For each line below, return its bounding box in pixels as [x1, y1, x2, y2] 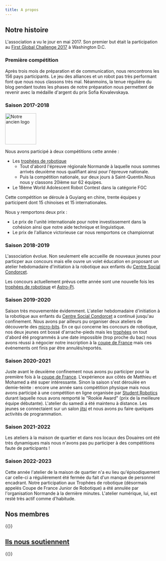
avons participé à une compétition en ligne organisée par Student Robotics [5, 390, 158, 396]
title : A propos [5, 7, 39, 12]
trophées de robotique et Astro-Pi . [5, 284, 75, 290]
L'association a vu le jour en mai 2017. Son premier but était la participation [5, 39, 158, 45]
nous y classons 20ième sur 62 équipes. [19, 179, 103, 185]
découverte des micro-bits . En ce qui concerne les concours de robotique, [5, 323, 158, 329]
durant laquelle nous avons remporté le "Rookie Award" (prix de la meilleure [5, 395, 160, 401]
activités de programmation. [5, 411, 63, 417]
